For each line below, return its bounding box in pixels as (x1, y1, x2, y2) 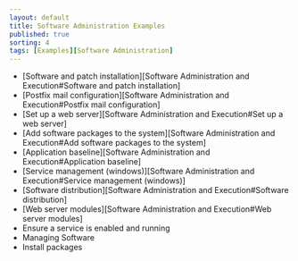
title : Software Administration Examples (9, 21, 166, 30)
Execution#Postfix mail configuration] (21, 99, 161, 110)
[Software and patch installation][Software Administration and (21, 71, 250, 81)
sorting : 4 (9, 38, 50, 47)
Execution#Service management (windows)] (21, 175, 186, 186)
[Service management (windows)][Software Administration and (21, 166, 255, 177)
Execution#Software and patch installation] (21, 80, 181, 91)
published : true (9, 29, 70, 38)
